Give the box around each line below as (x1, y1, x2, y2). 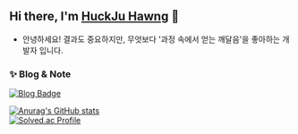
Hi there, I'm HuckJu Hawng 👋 (9, 9, 180, 24)
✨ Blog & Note (9, 68, 72, 80)
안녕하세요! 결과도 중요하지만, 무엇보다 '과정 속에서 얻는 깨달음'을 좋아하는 (21, 33, 280, 45)
